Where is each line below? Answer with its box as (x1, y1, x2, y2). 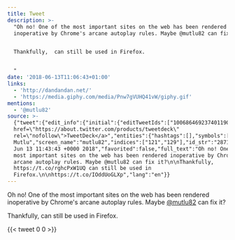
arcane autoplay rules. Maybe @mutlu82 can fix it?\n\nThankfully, (13, 158, 215, 165)
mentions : (7, 99, 36, 107)
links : (7, 80, 27, 87)
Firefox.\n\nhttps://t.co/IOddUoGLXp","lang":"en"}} (13, 171, 171, 178)
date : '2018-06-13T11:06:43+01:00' (7, 74, 111, 81)
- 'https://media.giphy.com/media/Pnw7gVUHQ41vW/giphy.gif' (13, 93, 192, 100)
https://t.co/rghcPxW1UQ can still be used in (13, 165, 152, 172)
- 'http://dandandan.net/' (13, 87, 92, 94)
